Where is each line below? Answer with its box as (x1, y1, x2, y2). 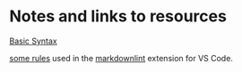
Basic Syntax (9, 36, 58, 46)
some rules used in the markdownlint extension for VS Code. (9, 52, 233, 63)
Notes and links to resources (9, 6, 227, 27)
